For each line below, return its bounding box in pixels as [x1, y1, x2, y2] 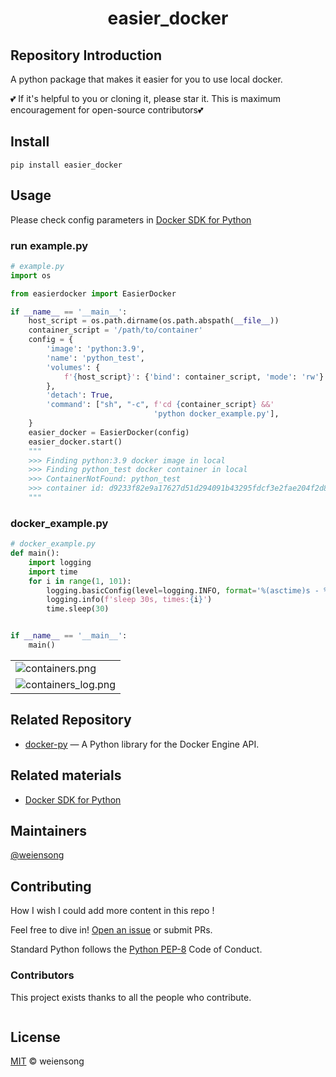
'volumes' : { [46, 362, 101, 372]
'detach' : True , [46, 390, 114, 401]
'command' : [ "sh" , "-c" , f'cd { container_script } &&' [46, 400, 275, 410]
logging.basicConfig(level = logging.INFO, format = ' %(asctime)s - [46, 585, 320, 596]
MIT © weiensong [10, 1055, 85, 1067]
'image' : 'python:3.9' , [46, 344, 145, 354]
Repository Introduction [10, 47, 163, 64]
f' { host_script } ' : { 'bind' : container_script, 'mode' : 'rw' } [63, 372, 325, 382]
